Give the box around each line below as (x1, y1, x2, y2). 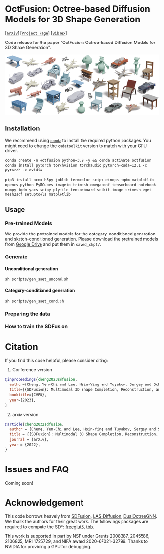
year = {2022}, (9, 442, 41, 447)
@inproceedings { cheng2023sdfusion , (5, 377, 78, 382)
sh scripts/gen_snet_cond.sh (5, 299, 64, 304)
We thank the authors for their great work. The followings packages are (5, 518, 149, 524)
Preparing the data (5, 310, 50, 317)
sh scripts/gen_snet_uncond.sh (5, 277, 69, 282)
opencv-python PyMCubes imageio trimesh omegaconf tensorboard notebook (5, 182, 156, 187)
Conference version (12, 367, 52, 373)
